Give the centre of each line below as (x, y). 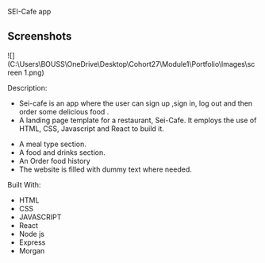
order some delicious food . (64, 111)
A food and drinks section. (62, 152)
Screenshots (40, 36)
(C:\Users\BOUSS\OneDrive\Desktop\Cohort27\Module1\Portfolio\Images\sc (131, 64)
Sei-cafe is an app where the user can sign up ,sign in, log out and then (136, 103)
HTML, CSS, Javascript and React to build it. (91, 128)
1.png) (34, 72)
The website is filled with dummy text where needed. (105, 169)
